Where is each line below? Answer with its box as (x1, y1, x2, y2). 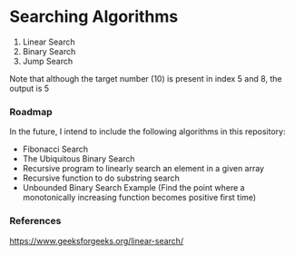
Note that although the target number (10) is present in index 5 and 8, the (9, 73, 283, 83)
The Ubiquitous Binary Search (22, 153, 135, 164)
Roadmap (9, 105, 53, 118)
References (9, 215, 62, 228)
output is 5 (9, 83, 50, 93)
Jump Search (22, 55, 74, 66)
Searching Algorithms (9, 6, 179, 27)
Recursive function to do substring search (22, 172, 180, 183)
